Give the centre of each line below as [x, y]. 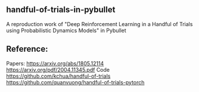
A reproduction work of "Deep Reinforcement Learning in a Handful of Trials [99, 24]
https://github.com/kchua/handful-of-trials [58, 76]
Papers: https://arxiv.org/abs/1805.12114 [55, 63]
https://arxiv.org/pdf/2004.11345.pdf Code [58, 69]
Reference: [27, 49]
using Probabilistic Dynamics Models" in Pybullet [66, 30]
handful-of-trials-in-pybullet [61, 10]
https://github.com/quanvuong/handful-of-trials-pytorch [75, 82]
